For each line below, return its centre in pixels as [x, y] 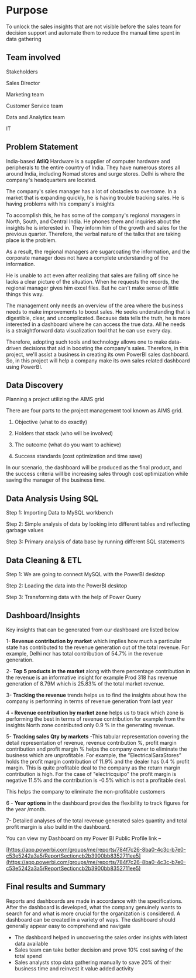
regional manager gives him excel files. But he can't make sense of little [92, 288]
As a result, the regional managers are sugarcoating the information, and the [98, 251]
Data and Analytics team [36, 117]
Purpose [27, 10]
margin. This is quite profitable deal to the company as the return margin [93, 768]
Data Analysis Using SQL [52, 498]
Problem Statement [42, 147]
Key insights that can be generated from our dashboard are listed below [93, 630]
